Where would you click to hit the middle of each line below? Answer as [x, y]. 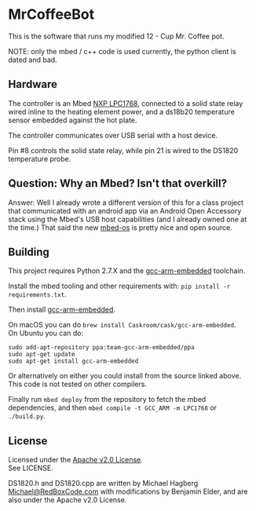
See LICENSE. [31, 468]
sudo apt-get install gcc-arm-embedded [73, 361]
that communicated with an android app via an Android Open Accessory [125, 210]
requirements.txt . [37, 294]
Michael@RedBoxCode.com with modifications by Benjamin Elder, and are [128, 491]
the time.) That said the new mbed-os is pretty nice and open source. [121, 227]
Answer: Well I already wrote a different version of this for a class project [126, 203]
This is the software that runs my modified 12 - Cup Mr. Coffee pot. [116, 36]
